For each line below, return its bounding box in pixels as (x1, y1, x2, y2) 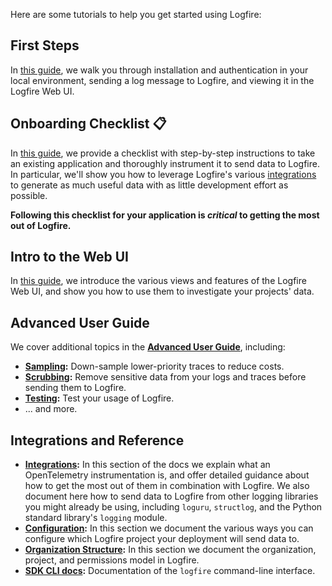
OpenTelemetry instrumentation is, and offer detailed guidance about (24, 469, 310, 481)
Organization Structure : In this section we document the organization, (24, 544, 317, 556)
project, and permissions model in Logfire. (24, 554, 200, 566)
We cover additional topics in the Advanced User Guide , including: (10, 341, 286, 353)
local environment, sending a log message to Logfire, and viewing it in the (10, 74, 315, 86)
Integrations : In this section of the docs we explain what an (24, 459, 271, 471)
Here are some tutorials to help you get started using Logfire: (10, 9, 262, 20)
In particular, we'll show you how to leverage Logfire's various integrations (10, 168, 317, 180)
